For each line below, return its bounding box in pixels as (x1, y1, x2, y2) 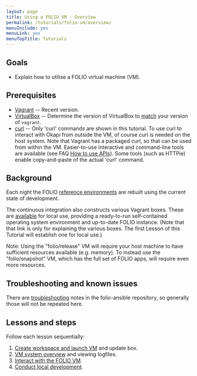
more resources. (6, 261, 46, 268)
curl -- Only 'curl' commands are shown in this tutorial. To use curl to (14, 125, 182, 132)
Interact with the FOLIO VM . (14, 357, 82, 364)
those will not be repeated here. (6, 301, 84, 308)
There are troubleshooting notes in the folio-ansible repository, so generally (6, 294, 189, 301)
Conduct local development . (14, 363, 84, 371)
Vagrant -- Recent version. (14, 106, 79, 113)
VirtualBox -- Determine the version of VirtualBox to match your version (14, 112, 188, 119)
